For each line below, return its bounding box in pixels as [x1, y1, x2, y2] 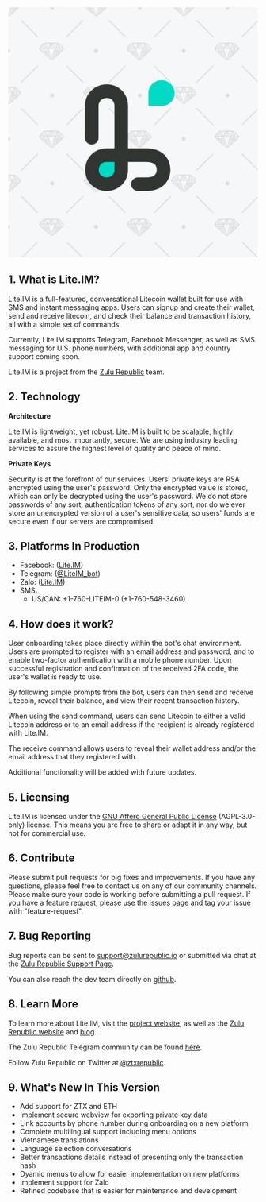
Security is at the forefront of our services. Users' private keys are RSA [8, 474, 240, 484]
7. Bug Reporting [8, 930, 91, 943]
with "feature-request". [8, 906, 84, 916]
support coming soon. [8, 351, 81, 361]
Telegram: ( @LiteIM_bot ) [19, 569, 101, 578]
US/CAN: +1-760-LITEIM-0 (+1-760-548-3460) [31, 594, 186, 604]
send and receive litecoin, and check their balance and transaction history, [8, 311, 252, 320]
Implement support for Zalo [19, 1177, 109, 1187]
